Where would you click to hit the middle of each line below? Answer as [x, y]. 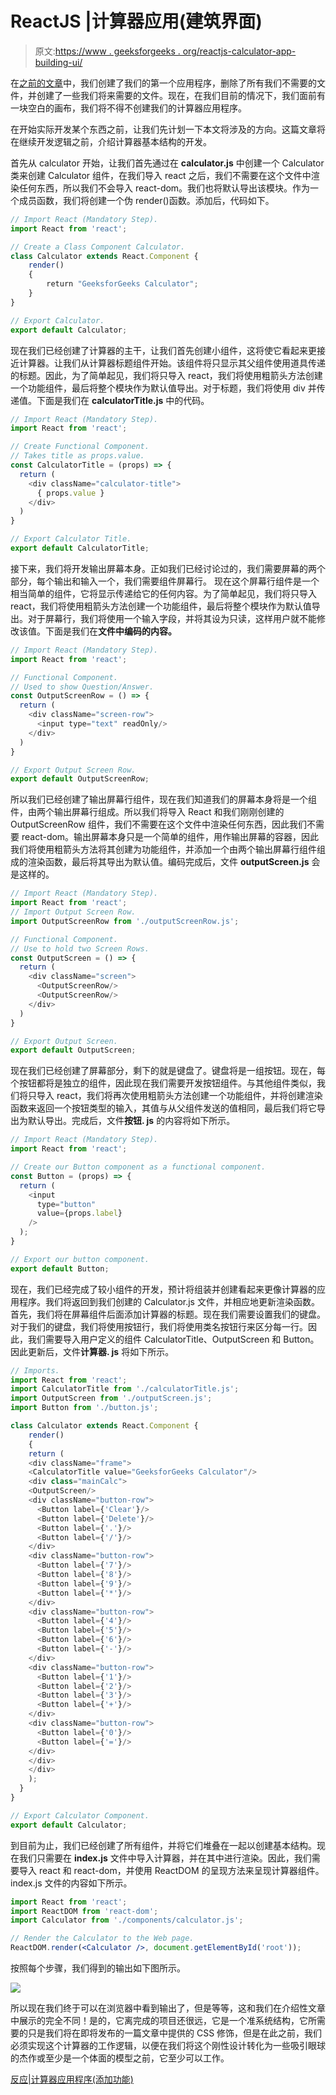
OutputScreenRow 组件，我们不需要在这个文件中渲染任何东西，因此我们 [158, 824]
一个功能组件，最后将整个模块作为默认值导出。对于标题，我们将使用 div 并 [163, 388]
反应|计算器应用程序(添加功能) [72, 2079]
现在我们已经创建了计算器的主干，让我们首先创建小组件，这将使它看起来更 [163, 350]
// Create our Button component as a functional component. [138, 1167]
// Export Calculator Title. [71, 539]
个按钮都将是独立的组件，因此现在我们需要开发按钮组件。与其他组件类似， [163, 1083]
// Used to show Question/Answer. [82, 687]
